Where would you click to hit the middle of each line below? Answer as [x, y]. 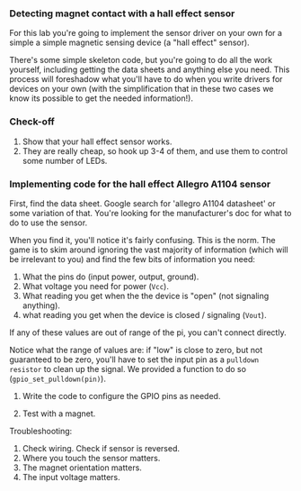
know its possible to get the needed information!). [101, 98]
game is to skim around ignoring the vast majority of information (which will [149, 250]
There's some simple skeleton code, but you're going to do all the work [141, 60]
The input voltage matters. [71, 477]
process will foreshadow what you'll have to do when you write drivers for [146, 79]
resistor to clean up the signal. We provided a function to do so [128, 368]
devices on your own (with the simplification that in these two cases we [142, 89]
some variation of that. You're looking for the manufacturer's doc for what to [150, 213]
